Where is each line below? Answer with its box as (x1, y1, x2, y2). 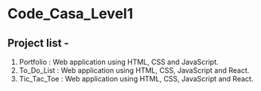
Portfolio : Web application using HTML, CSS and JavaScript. (18, 57, 220, 66)
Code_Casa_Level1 (7, 5, 134, 23)
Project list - (7, 36, 69, 50)
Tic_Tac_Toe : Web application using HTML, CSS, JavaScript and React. (18, 74, 254, 83)
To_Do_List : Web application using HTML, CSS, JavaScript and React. (18, 66, 250, 75)
